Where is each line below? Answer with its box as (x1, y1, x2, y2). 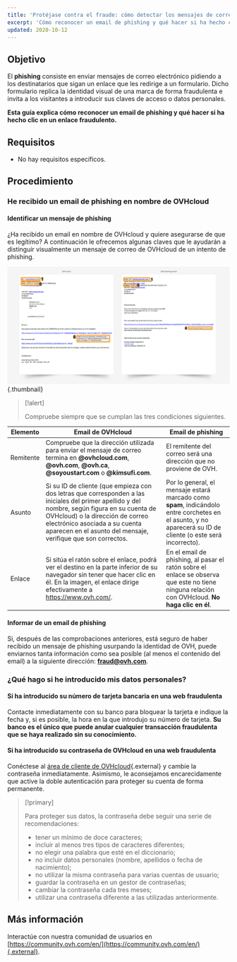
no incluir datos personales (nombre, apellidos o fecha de (35, 855, 203, 865)
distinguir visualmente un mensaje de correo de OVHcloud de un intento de (7, 244, 226, 254)
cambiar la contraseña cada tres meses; (35, 886, 152, 894)
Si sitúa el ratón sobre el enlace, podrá (45, 555, 157, 564)
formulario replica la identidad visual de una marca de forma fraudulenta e (7, 87, 224, 95)
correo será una (166, 449, 213, 458)
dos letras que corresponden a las (45, 489, 145, 498)
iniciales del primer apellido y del (45, 497, 141, 505)
